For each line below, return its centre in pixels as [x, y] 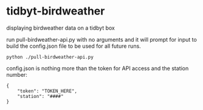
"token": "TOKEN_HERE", [47, 91]
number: [17, 74]
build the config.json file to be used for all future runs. [74, 46]
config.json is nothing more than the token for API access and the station [98, 68]
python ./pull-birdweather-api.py [50, 57]
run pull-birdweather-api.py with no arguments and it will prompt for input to [102, 39]
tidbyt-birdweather [56, 11]
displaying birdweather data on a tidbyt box [61, 28]
